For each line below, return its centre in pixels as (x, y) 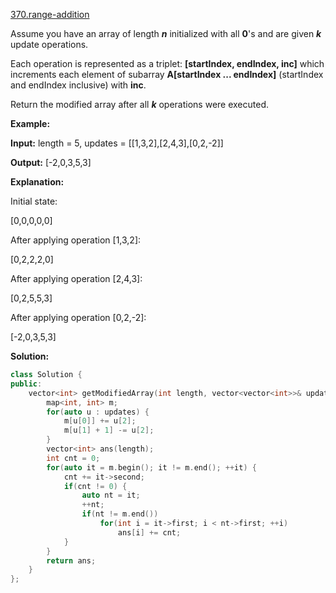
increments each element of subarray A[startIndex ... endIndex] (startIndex (167, 74)
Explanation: (37, 182)
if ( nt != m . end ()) (120, 514)
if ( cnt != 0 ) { (95, 486)
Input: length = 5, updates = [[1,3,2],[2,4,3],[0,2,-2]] (117, 143)
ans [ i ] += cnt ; (149, 532)
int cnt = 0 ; (73, 458)
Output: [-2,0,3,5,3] (51, 162)
